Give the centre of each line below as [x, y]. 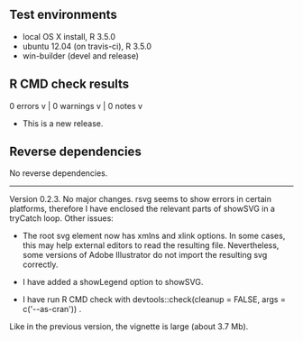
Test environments [63, 15]
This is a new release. [63, 123]
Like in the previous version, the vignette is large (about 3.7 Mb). [129, 327]
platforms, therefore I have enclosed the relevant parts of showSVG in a [142, 209]
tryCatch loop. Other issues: [62, 218]
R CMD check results [69, 84]
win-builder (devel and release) [81, 55]
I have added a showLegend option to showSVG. [113, 282]
